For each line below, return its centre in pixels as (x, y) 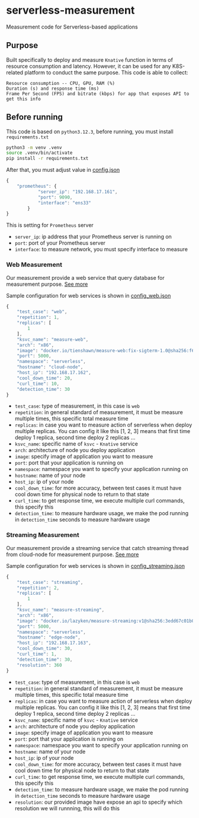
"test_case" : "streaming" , (50, 582)
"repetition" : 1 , (38, 318)
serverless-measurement (70, 10)
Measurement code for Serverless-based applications (72, 27)
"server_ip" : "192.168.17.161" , (78, 192)
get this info (24, 99)
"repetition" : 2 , (38, 588)
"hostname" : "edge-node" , (49, 637)
